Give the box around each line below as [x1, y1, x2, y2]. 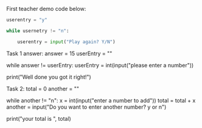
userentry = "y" [6, 17, 47, 23]
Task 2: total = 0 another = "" [6, 85, 80, 92]
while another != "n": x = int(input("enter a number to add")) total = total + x [6, 96, 196, 104]
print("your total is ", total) [6, 115, 71, 122]
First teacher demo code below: [6, 5, 86, 12]
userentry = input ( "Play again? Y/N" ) [17, 39, 116, 45]
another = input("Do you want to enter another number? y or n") [6, 103, 167, 110]
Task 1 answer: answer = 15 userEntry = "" [6, 50, 113, 57]
